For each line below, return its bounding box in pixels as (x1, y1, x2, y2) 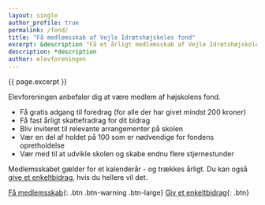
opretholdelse (19, 141, 65, 150)
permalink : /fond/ (8, 26, 69, 34)
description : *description (8, 48, 97, 56)
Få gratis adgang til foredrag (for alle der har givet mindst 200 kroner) (19, 107, 247, 116)
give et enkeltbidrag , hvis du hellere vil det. (8, 172, 148, 181)
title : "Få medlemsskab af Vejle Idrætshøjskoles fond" (8, 33, 196, 42)
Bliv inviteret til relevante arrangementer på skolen (19, 123, 184, 134)
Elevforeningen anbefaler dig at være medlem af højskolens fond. (8, 92, 221, 101)
